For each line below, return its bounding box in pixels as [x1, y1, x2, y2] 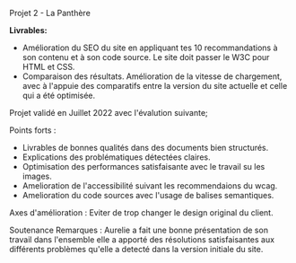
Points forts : [9, 125, 57, 136]
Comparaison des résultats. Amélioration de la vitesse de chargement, [22, 71, 283, 82]
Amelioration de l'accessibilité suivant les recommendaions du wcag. [22, 180, 278, 191]
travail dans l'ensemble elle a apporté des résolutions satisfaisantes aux [9, 234, 275, 245]
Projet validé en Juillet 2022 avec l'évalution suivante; [9, 108, 208, 118]
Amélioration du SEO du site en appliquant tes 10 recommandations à [22, 42, 278, 53]
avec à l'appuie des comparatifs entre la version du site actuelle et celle [22, 81, 288, 91]
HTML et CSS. [22, 62, 75, 72]
